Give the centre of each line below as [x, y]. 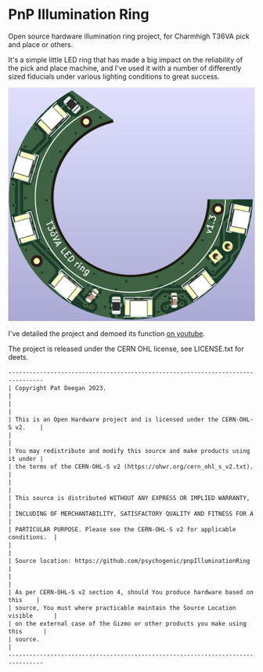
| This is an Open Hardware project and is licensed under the [113, 419]
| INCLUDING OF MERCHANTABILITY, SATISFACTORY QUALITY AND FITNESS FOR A [131, 513]
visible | [33, 615]
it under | [26, 458]
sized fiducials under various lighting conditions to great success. [114, 76]
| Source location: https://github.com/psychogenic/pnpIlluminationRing [129, 561]
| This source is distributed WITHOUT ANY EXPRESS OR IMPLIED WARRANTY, [129, 498]
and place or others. [41, 44]
